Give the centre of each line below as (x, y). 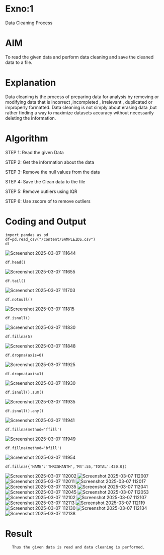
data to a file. (19, 62)
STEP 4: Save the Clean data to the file (45, 181)
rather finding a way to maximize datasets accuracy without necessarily (80, 113)
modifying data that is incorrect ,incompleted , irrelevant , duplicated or (79, 102)
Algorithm (27, 138)
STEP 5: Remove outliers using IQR (41, 191)
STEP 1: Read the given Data (34, 152)
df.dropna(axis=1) (24, 374)
